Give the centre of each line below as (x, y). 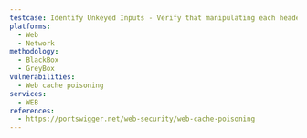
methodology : (34, 52)
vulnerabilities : (42, 77)
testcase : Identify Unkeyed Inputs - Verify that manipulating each (143, 18)
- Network (36, 43)
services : (28, 94)
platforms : (30, 26)
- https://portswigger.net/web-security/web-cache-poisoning (137, 119)
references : (32, 111)
